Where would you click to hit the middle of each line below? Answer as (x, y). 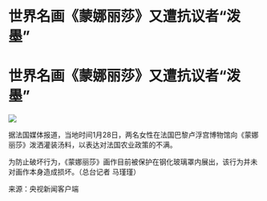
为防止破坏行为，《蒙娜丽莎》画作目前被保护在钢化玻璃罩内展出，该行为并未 (133, 162)
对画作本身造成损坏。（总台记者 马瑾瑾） (74, 172)
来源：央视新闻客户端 (43, 189)
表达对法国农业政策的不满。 (131, 145)
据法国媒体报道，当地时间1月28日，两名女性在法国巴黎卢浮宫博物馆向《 (126, 135)
